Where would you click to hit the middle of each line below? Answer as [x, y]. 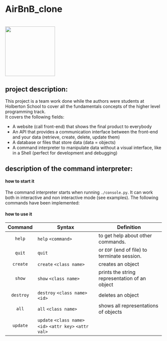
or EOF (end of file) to [123, 250]
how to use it [19, 214]
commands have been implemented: [42, 203]
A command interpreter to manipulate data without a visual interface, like [87, 148]
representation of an [122, 278]
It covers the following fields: [35, 117]
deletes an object [119, 295]
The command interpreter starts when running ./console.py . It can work [79, 192]
